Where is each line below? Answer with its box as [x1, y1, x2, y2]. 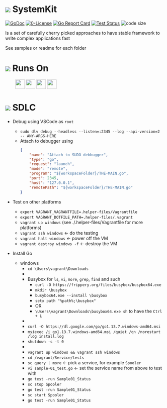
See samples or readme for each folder [5, 45, 87, 51]
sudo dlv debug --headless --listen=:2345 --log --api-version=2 [20, 129, 160, 134]
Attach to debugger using [20, 138, 73, 144]
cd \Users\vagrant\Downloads [27, 266, 89, 271]
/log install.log [27, 334, 64, 339]
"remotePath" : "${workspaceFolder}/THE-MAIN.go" [29, 185, 133, 190]
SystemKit [12, 4, 57, 15]
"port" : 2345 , [29, 176, 59, 181]
